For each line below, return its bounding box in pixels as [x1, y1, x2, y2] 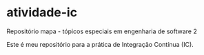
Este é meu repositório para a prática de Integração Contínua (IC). [6, 40, 194, 48]
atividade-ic [6, 5, 77, 20]
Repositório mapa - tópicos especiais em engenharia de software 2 [6, 27, 197, 35]
